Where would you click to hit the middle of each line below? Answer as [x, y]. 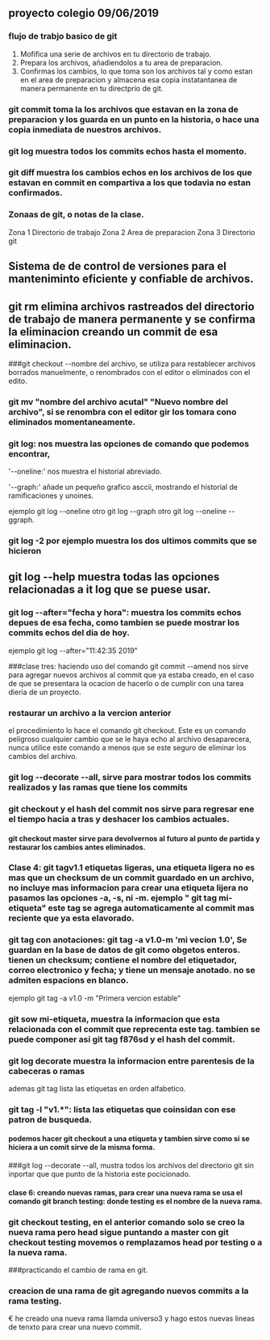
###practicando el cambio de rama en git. [78, 1270]
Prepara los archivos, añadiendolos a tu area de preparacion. [121, 62]
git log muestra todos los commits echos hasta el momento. [128, 151]
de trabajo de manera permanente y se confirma [132, 319]
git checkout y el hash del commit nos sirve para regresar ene [131, 809]
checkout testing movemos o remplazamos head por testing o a [135, 1242]
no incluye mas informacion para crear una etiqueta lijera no [129, 888]
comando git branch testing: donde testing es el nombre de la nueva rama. [135, 1201]
